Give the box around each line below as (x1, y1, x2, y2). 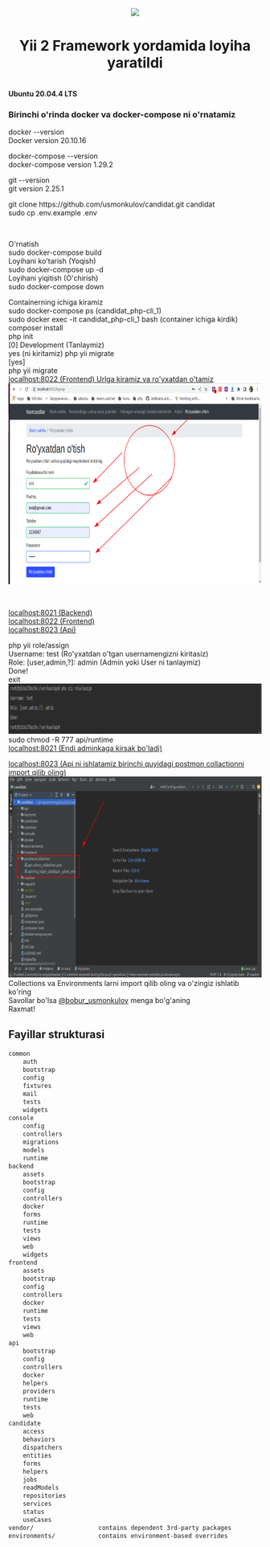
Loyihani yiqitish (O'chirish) (8, 273, 99, 283)
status (22, 1508, 45, 1516)
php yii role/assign (8, 640, 70, 650)
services (22, 1500, 52, 1508)
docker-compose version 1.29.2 (8, 160, 114, 170)
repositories (22, 1492, 67, 1500)
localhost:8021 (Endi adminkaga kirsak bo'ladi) (8, 743, 162, 753)
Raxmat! (8, 1005, 36, 1014)
